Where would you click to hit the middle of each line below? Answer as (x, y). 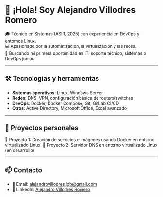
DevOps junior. (20, 58)
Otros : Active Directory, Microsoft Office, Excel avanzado (69, 108)
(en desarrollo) (20, 150)
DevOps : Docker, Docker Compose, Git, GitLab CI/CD (65, 103)
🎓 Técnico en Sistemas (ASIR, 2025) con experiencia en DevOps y (72, 34)
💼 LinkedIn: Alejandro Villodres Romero (51, 189)
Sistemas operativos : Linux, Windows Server (57, 93)
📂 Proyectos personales (42, 128)
